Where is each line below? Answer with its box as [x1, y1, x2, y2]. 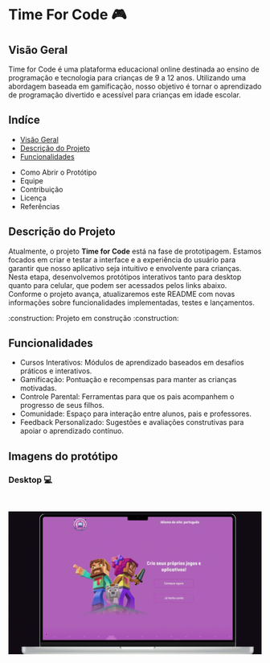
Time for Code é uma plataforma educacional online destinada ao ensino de [8, 64, 260, 74]
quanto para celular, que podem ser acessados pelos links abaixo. [8, 280, 227, 290]
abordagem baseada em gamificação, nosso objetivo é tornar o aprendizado [8, 81, 262, 91]
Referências [19, 201, 60, 211]
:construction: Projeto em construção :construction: [8, 313, 179, 323]
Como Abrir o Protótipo [19, 167, 97, 177]
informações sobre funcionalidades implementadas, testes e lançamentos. [8, 298, 256, 307]
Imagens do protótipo [8, 449, 118, 463]
